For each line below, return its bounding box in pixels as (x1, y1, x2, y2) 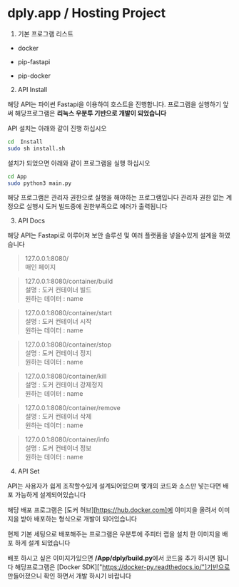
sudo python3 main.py (7, 180, 72, 187)
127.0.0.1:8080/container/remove (24, 404, 121, 412)
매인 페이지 (24, 262, 56, 272)
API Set (17, 467, 40, 476)
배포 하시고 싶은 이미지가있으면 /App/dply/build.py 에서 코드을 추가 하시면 (7, 554, 215, 563)
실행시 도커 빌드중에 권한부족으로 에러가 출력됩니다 (26, 202, 168, 211)
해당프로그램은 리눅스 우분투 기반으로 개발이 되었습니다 (14, 108, 167, 117)
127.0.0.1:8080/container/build (24, 277, 113, 286)
